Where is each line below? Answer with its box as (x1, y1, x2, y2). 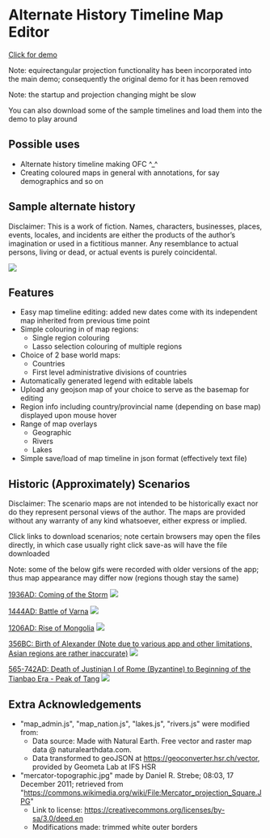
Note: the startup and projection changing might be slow (8, 89, 196, 99)
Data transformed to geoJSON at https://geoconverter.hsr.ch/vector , (32, 754, 260, 763)
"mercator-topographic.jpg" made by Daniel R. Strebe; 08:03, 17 (19, 771, 234, 780)
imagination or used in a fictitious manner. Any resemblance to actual (8, 238, 238, 248)
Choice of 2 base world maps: (19, 350, 121, 360)
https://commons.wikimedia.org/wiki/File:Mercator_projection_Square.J (23, 788, 262, 797)
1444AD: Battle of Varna (8, 606, 89, 617)
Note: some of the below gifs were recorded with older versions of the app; (8, 565, 259, 575)
